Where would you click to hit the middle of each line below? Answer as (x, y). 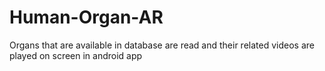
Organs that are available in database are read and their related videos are (162, 45)
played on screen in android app (76, 55)
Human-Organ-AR (86, 17)
